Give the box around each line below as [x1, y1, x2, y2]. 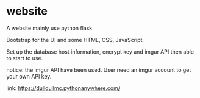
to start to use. [6, 54, 43, 61]
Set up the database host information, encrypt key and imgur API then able [6, 47, 194, 55]
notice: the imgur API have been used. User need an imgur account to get [6, 66, 191, 74]
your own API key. [6, 72, 52, 80]
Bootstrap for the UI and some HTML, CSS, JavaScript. [6, 36, 145, 43]
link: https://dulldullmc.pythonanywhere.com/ [6, 84, 121, 92]
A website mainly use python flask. [6, 24, 95, 32]
